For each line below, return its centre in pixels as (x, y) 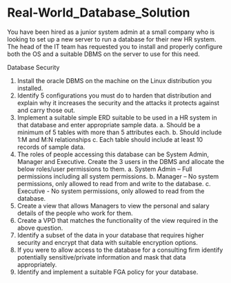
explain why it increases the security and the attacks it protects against (118, 102)
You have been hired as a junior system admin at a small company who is (111, 32)
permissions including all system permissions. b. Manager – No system (118, 176)
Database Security (33, 67)
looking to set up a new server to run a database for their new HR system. (112, 39)
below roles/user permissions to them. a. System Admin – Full (104, 169)
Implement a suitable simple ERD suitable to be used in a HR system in (117, 117)
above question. (40, 228)
